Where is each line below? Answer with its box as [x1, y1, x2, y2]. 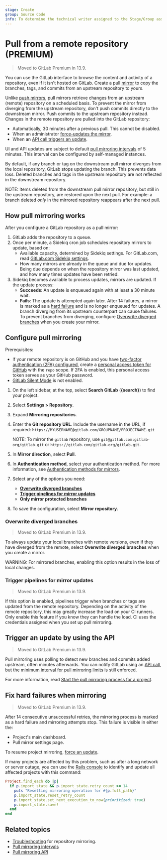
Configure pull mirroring [5, 333, 82, 342]
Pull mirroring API [12, 849, 49, 855]
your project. [12, 392, 39, 398]
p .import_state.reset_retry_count [14, 793, 85, 798]
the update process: [12, 282, 54, 288]
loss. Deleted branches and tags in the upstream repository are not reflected [5, 171, 162, 177]
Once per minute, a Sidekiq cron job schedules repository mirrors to [12, 240, 152, 246]
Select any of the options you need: [12, 476, 85, 482]
